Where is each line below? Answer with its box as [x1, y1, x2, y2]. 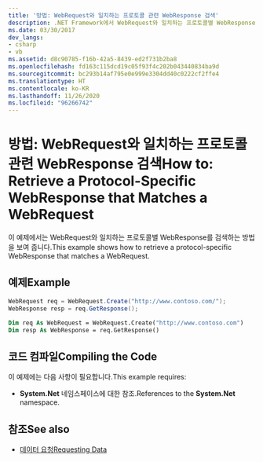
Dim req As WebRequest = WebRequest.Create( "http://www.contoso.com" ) [8, 319, 244, 327]
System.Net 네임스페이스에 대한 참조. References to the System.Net [19, 389, 236, 398]
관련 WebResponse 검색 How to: [8, 155, 214, 173]
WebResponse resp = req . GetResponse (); [8, 304, 139, 313]
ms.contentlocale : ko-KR [8, 84, 89, 93]
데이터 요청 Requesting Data [19, 445, 108, 454]
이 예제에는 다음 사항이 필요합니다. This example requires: [8, 372, 187, 382]
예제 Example [8, 276, 71, 289]
